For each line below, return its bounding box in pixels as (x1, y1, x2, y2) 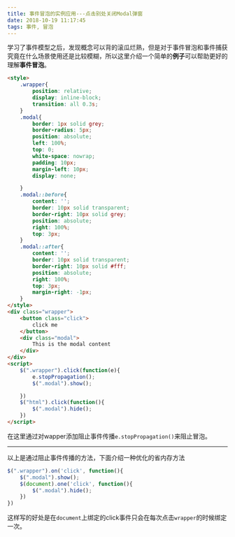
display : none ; (32, 172, 77, 179)
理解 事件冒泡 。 (7, 61, 50, 69)
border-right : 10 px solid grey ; (32, 210, 127, 217)
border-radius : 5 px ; (32, 127, 92, 134)
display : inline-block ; (32, 94, 101, 101)
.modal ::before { (20, 192, 68, 199)
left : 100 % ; (32, 140, 68, 147)
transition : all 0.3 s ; (32, 101, 99, 108)
